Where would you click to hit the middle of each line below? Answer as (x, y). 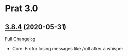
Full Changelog (20, 39)
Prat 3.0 (22, 9)
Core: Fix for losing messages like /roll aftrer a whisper (68, 48)
